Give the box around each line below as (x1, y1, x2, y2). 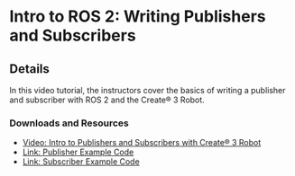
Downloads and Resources (9, 117, 129, 129)
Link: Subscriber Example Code (22, 156, 140, 167)
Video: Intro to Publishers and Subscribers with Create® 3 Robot (22, 137, 262, 148)
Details (9, 61, 50, 76)
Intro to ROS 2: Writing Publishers (9, 6, 266, 27)
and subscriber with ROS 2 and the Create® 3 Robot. (9, 94, 205, 105)
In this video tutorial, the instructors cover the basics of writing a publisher (9, 85, 286, 95)
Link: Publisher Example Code (22, 146, 134, 158)
